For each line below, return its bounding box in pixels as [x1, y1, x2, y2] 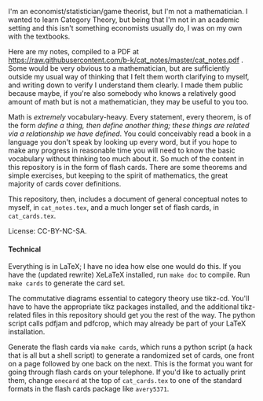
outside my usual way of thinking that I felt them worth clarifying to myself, [8, 72, 250, 81]
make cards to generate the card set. [8, 278, 126, 288]
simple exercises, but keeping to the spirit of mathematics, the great [8, 171, 228, 180]
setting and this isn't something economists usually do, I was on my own [8, 24, 243, 32]
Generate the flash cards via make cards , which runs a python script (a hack [8, 342, 253, 352]
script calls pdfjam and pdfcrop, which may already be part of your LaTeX [8, 318, 246, 329]
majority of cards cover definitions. [8, 179, 122, 188]
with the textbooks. [8, 31, 71, 41]
